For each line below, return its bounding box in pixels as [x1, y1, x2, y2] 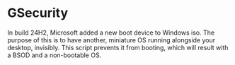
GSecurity [7, 5, 69, 21]
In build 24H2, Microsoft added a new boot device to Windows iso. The [7, 28, 214, 37]
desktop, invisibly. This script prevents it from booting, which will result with [7, 43, 229, 52]
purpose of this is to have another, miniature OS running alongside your [7, 35, 216, 44]
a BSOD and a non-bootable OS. [7, 51, 102, 59]
